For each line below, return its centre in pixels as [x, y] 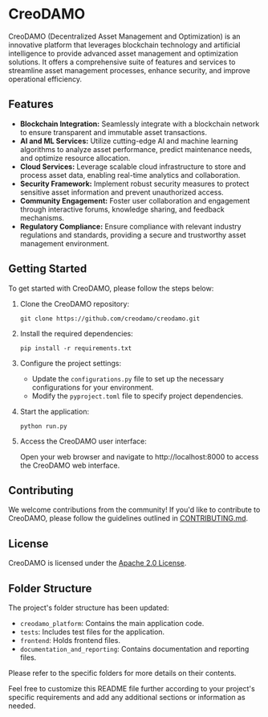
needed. [22, 706]
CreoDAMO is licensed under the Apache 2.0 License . [97, 563]
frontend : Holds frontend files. [70, 640]
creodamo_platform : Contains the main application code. [112, 623]
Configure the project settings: [71, 363]
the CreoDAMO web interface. [70, 465]
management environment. [65, 243]
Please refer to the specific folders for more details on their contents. [122, 673]
